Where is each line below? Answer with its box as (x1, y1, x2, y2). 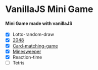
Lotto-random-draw (12, 31, 55, 37)
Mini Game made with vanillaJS (5, 20, 72, 26)
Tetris (12, 59, 25, 65)
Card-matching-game (12, 42, 58, 48)
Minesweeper (12, 48, 41, 54)
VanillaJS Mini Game (5, 3, 93, 15)
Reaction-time (12, 54, 42, 60)
